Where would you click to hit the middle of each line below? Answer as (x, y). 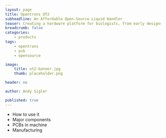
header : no (16, 83)
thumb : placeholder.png (39, 74)
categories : (17, 33)
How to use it (26, 114)
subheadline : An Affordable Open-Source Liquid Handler (64, 19)
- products (25, 37)
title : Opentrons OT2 (27, 14)
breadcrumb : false (24, 28)
